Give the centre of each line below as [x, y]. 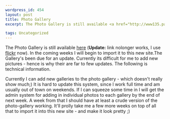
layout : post [19, 15]
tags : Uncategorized [27, 33]
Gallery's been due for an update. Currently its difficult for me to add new [82, 58]
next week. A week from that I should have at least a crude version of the [81, 101]
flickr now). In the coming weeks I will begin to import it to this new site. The [84, 53]
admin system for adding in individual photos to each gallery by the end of [83, 95]
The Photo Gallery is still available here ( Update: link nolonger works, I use [83, 48]
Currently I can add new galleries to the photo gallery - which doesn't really [84, 79]
